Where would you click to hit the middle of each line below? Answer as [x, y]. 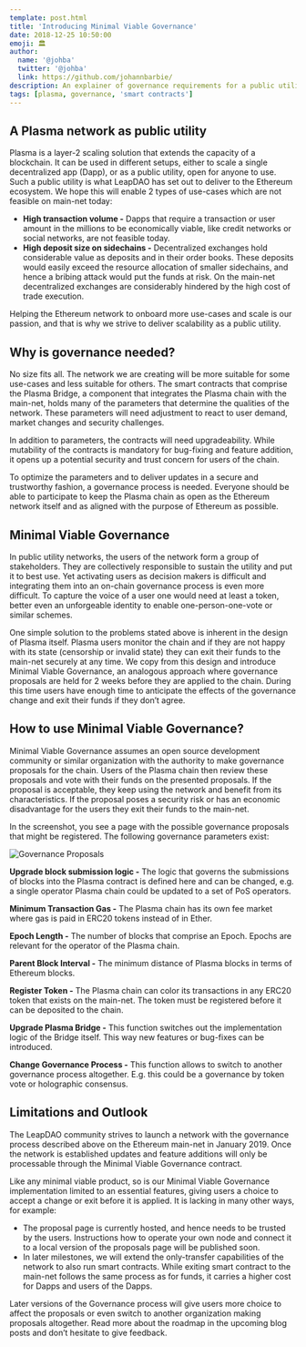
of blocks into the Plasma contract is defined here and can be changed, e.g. [152, 881]
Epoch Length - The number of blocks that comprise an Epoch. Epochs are [151, 935]
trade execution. [53, 296]
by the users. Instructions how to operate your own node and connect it [157, 1237]
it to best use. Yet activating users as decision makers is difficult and [138, 576]
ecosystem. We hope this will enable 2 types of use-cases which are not [146, 191]
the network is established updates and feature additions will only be [138, 1154]
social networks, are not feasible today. [96, 239]
